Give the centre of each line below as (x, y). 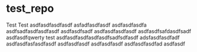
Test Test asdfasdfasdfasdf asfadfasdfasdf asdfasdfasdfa (76, 25)
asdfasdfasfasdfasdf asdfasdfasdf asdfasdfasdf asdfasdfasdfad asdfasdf (96, 44)
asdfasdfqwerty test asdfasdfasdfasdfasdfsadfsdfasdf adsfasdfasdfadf (93, 37)
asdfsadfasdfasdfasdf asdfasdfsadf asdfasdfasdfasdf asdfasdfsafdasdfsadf (99, 31)
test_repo (30, 9)
